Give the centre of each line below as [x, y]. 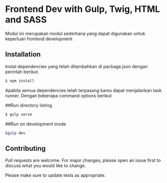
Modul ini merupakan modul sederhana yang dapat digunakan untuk [75, 33]
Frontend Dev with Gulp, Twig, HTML [83, 9]
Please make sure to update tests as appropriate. [56, 176]
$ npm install [20, 81]
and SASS [26, 20]
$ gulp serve [19, 114]
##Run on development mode [36, 124]
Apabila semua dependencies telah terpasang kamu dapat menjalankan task [83, 90]
